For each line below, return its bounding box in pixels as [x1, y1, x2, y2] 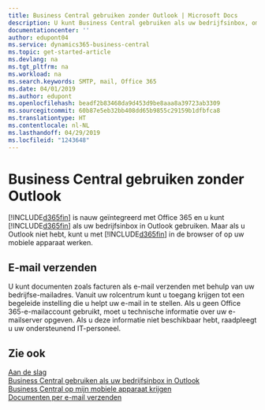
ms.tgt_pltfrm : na [8, 63, 69, 71]
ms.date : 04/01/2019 [8, 84, 77, 93]
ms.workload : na [8, 70, 62, 78]
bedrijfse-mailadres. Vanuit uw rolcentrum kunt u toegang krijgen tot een [8, 290, 244, 300]
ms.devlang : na [8, 56, 58, 64]
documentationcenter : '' [8, 26, 90, 34]
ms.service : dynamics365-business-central [8, 41, 150, 49]
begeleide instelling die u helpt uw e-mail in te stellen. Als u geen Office [8, 299, 241, 308]
